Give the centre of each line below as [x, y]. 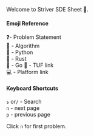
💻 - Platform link [27, 72]
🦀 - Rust [16, 59]
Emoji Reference [27, 23]
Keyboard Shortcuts [32, 88]
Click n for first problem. [36, 126]
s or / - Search [24, 102]
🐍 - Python [20, 52]
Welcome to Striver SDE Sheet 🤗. [48, 9]
